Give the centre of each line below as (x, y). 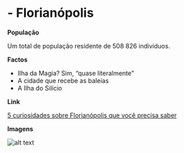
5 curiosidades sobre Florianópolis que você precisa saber (92, 115)
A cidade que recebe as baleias (63, 80)
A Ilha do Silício (40, 88)
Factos (18, 59)
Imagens (20, 128)
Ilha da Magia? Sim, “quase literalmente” (76, 73)
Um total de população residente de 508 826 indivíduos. (89, 46)
